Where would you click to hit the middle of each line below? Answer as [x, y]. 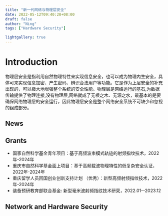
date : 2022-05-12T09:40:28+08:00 [40, 14]
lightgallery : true [25, 37]
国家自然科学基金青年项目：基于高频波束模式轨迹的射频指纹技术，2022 [86, 153]
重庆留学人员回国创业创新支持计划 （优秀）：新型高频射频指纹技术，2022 [87, 178]
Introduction [31, 62]
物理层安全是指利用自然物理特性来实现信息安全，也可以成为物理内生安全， [82, 76]
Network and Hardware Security [57, 207]
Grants [16, 140]
